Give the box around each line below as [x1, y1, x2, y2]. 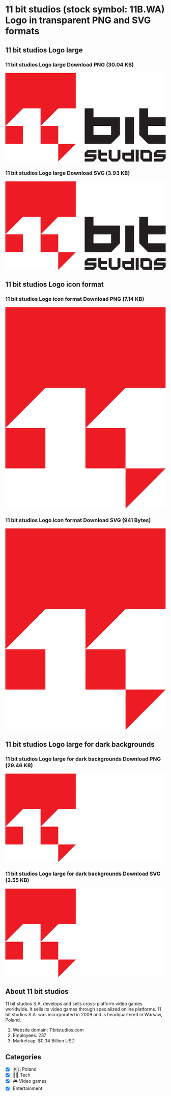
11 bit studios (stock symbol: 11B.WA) [5, 4, 165, 15]
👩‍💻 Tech [12, 1072, 31, 1078]
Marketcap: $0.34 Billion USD [12, 1038, 75, 1044]
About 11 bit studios [5, 987, 69, 996]
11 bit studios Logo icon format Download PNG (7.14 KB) [5, 295, 145, 302]
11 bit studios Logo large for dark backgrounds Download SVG [5, 870, 161, 878]
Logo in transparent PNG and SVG [5, 14, 151, 26]
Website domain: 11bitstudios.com [12, 1027, 84, 1033]
